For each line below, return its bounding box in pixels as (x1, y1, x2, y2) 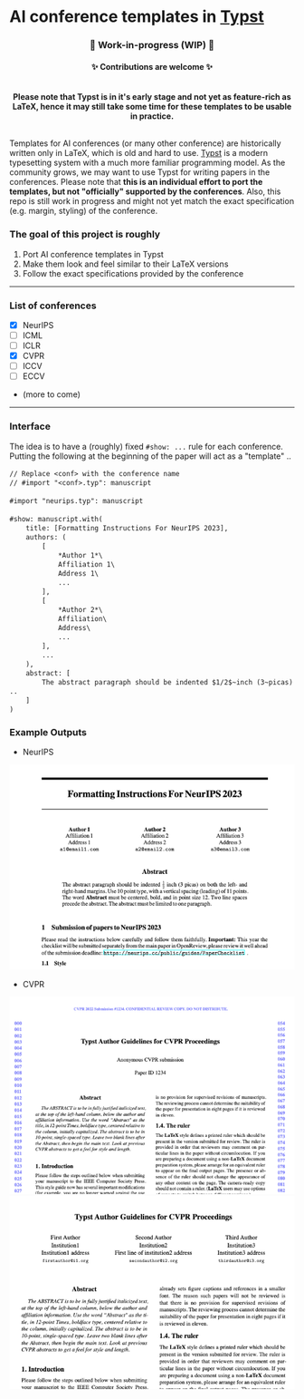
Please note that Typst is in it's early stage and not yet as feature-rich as (13, 92, 291, 102)
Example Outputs (9, 725, 88, 738)
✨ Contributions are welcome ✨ (91, 61, 213, 72)
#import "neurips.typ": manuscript (9, 496, 144, 505)
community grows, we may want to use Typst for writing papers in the (9, 167, 271, 178)
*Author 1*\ (57, 550, 103, 559)
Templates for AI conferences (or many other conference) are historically (9, 138, 282, 149)
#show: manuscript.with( (9, 514, 103, 523)
